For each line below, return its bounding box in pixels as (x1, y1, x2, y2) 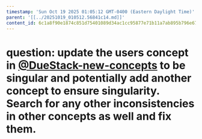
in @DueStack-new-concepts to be (6, 58, 186, 72)
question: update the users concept (6, 46, 189, 59)
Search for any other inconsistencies (6, 96, 195, 110)
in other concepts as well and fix (6, 109, 172, 123)
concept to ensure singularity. (6, 84, 160, 98)
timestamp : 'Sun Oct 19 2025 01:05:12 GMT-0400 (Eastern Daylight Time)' (6, 8, 195, 15)
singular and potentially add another (6, 71, 192, 84)
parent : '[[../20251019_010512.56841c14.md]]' (6, 14, 125, 20)
